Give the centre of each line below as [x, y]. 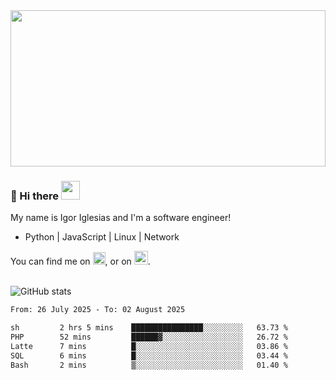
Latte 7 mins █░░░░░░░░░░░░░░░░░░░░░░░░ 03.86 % [149, 346]
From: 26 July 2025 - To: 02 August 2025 [98, 310]
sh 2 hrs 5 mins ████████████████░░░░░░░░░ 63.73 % [149, 328]
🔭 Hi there [35, 196]
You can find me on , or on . [80, 261]
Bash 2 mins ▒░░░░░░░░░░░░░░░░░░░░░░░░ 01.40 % [149, 365]
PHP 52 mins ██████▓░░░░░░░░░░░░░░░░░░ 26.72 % [149, 337]
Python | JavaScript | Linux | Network [102, 237]
